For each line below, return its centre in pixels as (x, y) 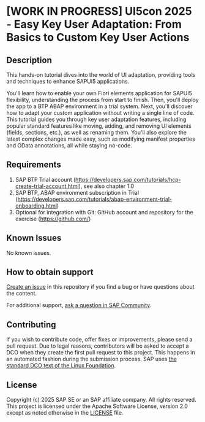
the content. (22, 294)
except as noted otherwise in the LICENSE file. (65, 413)
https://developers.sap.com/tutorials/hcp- (129, 179)
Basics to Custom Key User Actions (98, 37)
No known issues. (29, 252)
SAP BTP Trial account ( (45, 179)
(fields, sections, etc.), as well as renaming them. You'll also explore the (96, 132)
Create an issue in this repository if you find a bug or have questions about (100, 287)
